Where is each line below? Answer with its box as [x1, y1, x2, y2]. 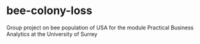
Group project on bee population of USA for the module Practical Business [6, 24, 194, 31]
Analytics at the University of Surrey [6, 30, 98, 37]
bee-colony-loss [6, 4, 93, 18]
